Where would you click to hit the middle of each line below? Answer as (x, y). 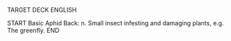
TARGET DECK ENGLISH (42, 10)
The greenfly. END (33, 30)
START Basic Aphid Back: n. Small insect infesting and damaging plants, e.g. (115, 23)
